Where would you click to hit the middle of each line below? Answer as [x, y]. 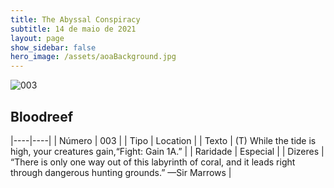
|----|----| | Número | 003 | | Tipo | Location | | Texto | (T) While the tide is [163, 140]
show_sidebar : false [53, 47]
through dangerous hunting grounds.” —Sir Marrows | [121, 172]
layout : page [37, 38]
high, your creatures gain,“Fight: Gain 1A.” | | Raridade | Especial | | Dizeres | [167, 151]
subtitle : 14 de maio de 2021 [73, 29]
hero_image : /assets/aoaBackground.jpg [93, 57]
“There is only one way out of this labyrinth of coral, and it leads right [153, 162]
